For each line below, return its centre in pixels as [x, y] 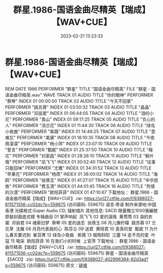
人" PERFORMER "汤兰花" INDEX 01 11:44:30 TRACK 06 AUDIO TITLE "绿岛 [80, 125]
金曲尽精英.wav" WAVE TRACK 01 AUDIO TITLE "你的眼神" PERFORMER [81, 95]
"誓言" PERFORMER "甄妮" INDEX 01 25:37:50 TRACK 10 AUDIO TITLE [75, 149]
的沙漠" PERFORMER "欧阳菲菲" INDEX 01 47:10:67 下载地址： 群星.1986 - [79, 192]
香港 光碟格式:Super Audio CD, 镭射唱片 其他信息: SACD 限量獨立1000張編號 [81, 210]
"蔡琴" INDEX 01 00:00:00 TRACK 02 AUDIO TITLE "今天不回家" [69, 101]
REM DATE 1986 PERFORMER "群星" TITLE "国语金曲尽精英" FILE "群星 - [78, 89]
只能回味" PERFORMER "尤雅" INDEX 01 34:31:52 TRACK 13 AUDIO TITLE [78, 168]
